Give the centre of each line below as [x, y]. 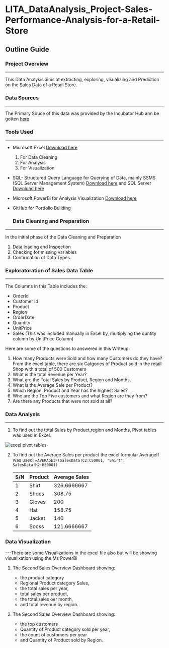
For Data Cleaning [39, 157]
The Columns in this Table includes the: [46, 286]
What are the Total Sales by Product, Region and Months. [72, 380]
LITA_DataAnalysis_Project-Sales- [79, 9]
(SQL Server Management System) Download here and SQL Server [82, 183]
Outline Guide [27, 49]
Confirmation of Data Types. [42, 257]
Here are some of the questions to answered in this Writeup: [67, 348]
